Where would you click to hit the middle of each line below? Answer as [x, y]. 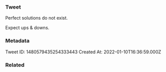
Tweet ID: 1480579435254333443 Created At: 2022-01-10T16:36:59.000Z [83, 52]
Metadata [17, 41]
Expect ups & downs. [27, 28]
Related [15, 65]
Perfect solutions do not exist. [37, 18]
